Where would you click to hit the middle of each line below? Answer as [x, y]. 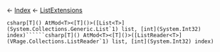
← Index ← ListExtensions [44, 10]
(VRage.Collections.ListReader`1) [58, 41]
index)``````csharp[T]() [43, 35]
